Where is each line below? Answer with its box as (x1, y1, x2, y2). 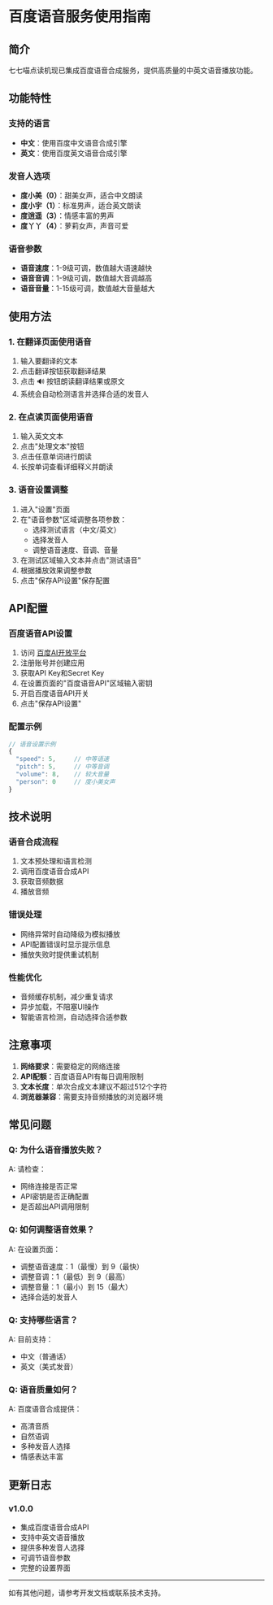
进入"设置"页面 (19, 504, 71, 514)
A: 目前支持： (8, 1334, 54, 1344)
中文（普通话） (19, 1351, 71, 1362)
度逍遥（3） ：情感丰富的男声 (19, 211, 115, 220)
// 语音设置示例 (8, 740, 56, 748)
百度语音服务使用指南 (8, 7, 152, 26)
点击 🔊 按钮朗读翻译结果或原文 (19, 376, 125, 386)
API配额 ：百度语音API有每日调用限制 (19, 1071, 144, 1081)
